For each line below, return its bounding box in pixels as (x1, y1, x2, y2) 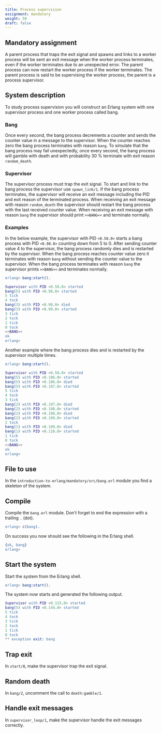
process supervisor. (5, 77, 45, 83)
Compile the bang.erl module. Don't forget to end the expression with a (5, 510, 147, 516)
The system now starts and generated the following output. (5, 591, 123, 597)
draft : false (5, 20, 31, 26)
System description (5, 91, 66, 99)
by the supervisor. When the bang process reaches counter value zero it (5, 251, 149, 256)
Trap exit (5, 650, 32, 658)
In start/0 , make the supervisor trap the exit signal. (5, 663, 108, 669)
